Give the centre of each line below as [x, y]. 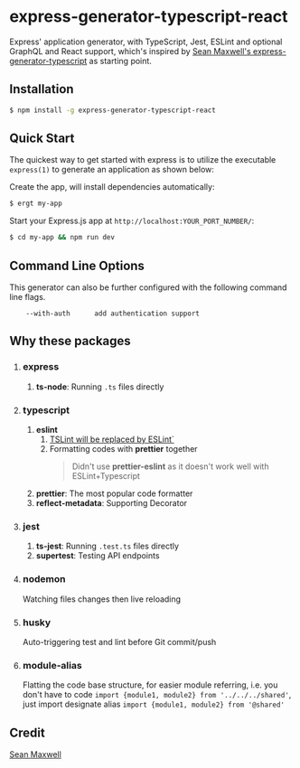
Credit [27, 732]
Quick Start [42, 139]
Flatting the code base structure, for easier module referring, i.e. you [150, 685]
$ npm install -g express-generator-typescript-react [113, 110]
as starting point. [120, 61]
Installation [42, 89]
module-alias [52, 665]
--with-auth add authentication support [113, 314]
